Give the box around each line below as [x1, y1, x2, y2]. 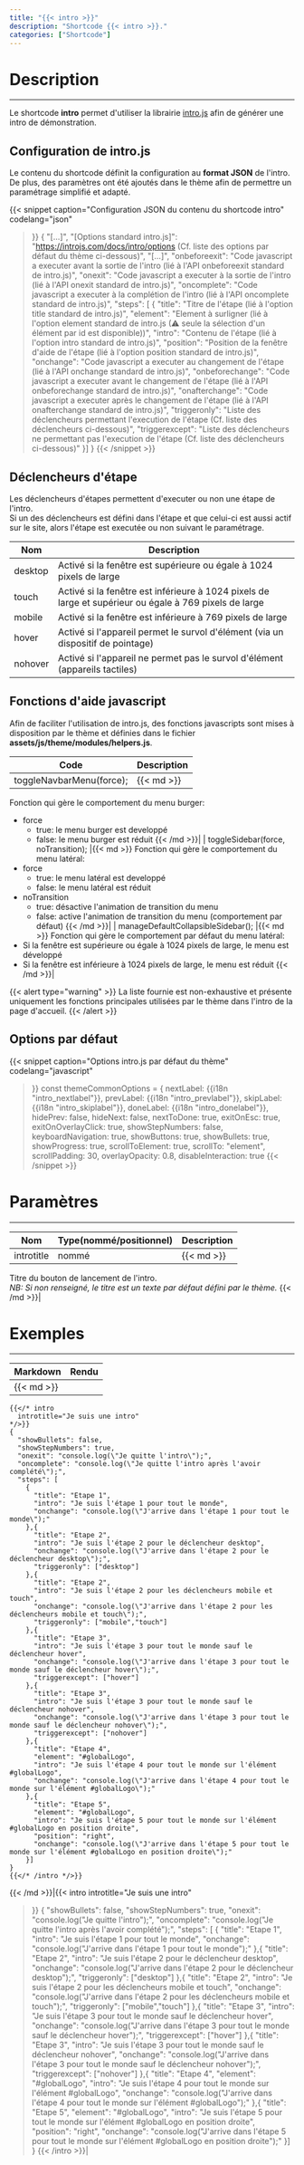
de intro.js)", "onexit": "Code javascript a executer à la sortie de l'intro [31, 270, 291, 281]
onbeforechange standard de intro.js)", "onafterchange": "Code [31, 386, 269, 397]
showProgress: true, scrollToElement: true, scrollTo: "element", [31, 1140, 266, 1151]
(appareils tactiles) [57, 663, 138, 675]
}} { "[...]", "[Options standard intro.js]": [31, 232, 178, 243]
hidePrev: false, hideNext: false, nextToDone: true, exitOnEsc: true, [31, 1111, 280, 1123]
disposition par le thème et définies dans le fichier [9, 727, 196, 738]
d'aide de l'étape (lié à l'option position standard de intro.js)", [31, 347, 260, 358]
